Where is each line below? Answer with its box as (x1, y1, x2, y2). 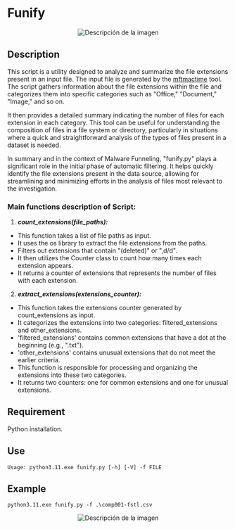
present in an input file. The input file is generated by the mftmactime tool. (7, 75, 222, 83)
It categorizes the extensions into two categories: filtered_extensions (17, 319, 218, 327)
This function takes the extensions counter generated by (17, 304, 182, 312)
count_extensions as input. (17, 311, 96, 319)
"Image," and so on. (7, 97, 65, 106)
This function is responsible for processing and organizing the (17, 364, 198, 372)
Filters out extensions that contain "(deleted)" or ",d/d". (17, 246, 177, 255)
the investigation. (7, 184, 58, 193)
